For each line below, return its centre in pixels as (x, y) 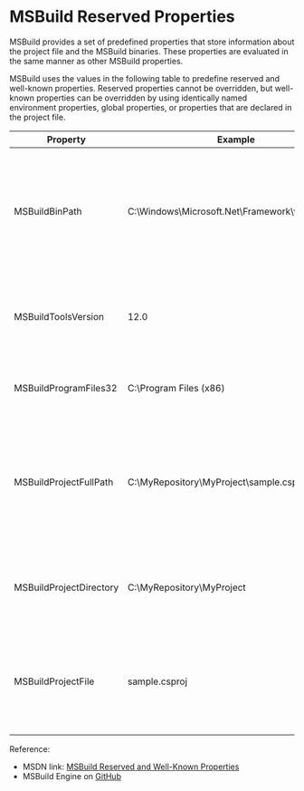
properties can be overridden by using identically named (142, 98)
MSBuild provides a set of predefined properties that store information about (152, 42)
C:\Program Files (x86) (176, 388)
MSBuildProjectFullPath (64, 482)
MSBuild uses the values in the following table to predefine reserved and (145, 78)
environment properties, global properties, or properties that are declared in (151, 107)
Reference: (30, 748)
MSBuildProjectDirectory (66, 587)
